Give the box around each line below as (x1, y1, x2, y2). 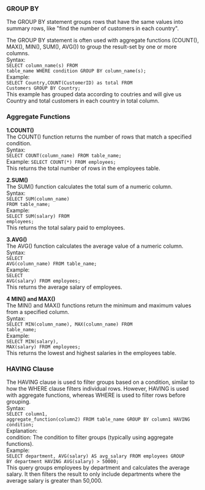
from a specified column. (6, 308, 70, 315)
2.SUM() (6, 176, 29, 183)
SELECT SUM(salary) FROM (6, 213, 70, 219)
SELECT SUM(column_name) (6, 196, 70, 202)
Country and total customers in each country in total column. (6, 97, 160, 105)
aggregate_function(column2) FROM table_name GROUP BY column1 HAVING (6, 416, 190, 423)
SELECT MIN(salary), (6, 339, 59, 345)
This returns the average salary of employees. (6, 283, 122, 291)
